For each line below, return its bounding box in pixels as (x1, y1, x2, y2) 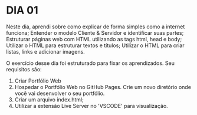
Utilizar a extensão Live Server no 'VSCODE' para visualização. (14, 102, 168, 109)
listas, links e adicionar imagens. (6, 48, 86, 55)
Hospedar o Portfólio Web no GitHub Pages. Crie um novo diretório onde (14, 83, 192, 90)
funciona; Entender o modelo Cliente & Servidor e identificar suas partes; (6, 29, 184, 36)
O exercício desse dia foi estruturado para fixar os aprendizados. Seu (6, 60, 175, 67)
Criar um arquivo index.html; (14, 96, 84, 103)
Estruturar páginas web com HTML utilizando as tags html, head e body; (6, 35, 182, 42)
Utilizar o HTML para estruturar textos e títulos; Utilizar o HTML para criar (6, 42, 185, 49)
